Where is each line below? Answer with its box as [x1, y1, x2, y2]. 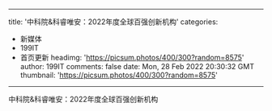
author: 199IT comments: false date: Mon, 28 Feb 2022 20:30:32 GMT [19, 62, 255, 71]
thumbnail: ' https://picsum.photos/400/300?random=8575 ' [19, 70, 219, 80]
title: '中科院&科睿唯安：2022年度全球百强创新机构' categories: [8, 17, 219, 27]
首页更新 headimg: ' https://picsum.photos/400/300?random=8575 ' [19, 53, 244, 62]
